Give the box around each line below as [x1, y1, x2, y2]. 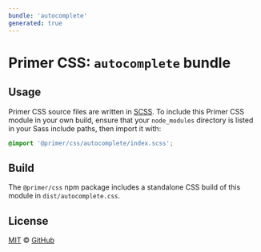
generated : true [8, 19, 62, 27]
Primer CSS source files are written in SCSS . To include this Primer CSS [8, 106, 244, 116]
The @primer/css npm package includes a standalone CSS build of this [8, 182, 241, 192]
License [8, 214, 49, 228]
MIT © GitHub [8, 235, 54, 245]
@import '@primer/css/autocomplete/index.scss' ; [8, 139, 174, 147]
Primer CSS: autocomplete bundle [8, 54, 231, 72]
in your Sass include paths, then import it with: [8, 123, 162, 133]
